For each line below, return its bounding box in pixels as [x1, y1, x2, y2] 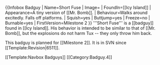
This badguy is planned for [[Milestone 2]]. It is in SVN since [5, 40, 127, 46]
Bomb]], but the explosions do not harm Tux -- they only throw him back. [5, 31, 153, 36]
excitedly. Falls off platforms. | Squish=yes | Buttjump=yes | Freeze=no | [5, 15, 150, 20]
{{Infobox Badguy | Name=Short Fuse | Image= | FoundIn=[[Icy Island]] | [5, 5, 151, 10]
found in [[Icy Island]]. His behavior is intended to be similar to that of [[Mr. [5, 25, 156, 31]
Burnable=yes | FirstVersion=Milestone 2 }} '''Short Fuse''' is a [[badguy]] [5, 20, 154, 26]
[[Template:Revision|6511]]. [5, 45, 60, 50]
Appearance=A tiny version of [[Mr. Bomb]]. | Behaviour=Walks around [5, 10, 148, 16]
